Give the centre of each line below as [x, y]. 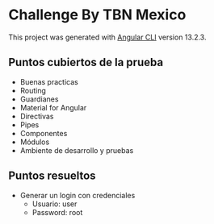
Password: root [57, 212]
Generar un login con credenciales [78, 195]
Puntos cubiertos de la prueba [86, 62]
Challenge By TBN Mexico [97, 15]
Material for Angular [53, 107]
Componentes [44, 133]
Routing [33, 90]
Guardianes [39, 99]
